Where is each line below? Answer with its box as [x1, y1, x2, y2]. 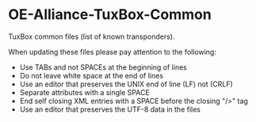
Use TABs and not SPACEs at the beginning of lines [19, 62, 188, 72]
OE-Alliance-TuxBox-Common [8, 6, 212, 24]
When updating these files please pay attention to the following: [8, 47, 216, 56]
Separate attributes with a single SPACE [19, 87, 151, 97]
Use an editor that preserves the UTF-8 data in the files [19, 105, 201, 114]
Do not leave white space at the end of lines [19, 71, 164, 80]
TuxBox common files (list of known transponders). [8, 32, 175, 41]
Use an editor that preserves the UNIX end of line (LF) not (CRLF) [19, 79, 234, 89]
